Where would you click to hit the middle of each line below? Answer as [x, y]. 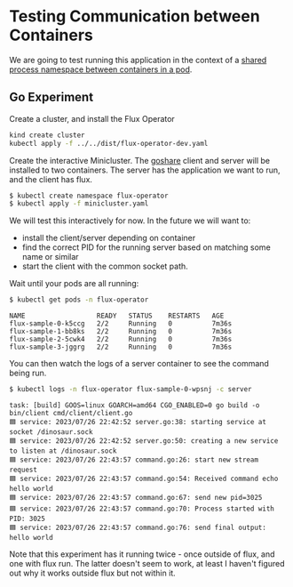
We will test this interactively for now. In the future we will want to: [130, 221]
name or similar [50, 257]
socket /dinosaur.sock [51, 432]
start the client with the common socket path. [105, 266]
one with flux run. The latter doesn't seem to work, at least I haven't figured [147, 563]
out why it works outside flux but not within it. [92, 573]
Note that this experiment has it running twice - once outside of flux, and [142, 554]
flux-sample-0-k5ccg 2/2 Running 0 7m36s [121, 324]
